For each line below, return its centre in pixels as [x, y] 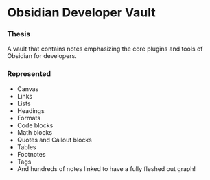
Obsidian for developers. [42, 56]
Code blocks [35, 125]
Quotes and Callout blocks [55, 140]
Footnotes [31, 154]
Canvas [28, 89]
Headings [31, 110]
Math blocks [35, 132]
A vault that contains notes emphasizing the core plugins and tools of [105, 49]
